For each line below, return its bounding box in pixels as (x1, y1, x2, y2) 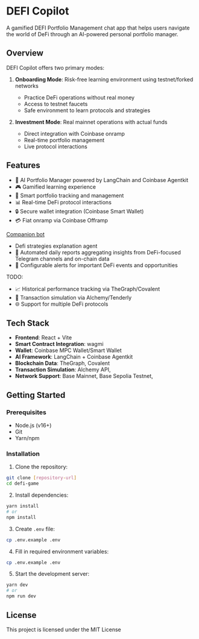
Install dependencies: (14, 491, 69, 499)
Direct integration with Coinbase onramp (24, 130, 125, 137)
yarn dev (6, 582, 28, 588)
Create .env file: (14, 525, 55, 532)
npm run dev (6, 593, 36, 599)
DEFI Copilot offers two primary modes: (6, 64, 104, 71)
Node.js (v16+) (14, 422, 52, 429)
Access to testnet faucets (24, 100, 88, 107)
